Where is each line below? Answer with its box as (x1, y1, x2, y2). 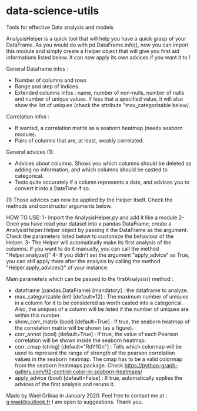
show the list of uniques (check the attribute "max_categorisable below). (14, 101, 191, 108)
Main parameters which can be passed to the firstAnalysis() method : (6, 275, 173, 282)
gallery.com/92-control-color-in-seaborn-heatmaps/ (14, 368, 143, 375)
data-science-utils (6, 4, 99, 18)
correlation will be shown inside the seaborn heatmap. (14, 337, 146, 344)
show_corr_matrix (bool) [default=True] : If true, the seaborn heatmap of (14, 318, 190, 325)
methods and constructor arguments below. (6, 202, 112, 210)
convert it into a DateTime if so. (14, 184, 91, 192)
